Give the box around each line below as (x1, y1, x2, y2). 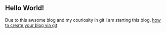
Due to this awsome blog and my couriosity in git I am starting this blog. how (5, 17, 161, 23)
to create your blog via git (5, 22, 58, 28)
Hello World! (5, 4, 44, 12)
